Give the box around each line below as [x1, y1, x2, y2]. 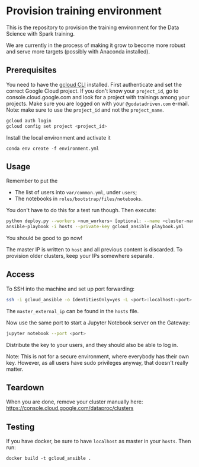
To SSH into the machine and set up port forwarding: [6, 285, 135, 292]
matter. [6, 365, 24, 373]
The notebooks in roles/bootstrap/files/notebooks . [14, 195, 143, 203]
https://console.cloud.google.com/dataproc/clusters [6, 405, 134, 412]
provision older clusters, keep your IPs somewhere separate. [6, 253, 154, 260]
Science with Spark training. [6, 30, 75, 37]
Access [6, 269, 34, 280]
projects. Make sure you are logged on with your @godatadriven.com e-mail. [6, 100, 190, 107]
